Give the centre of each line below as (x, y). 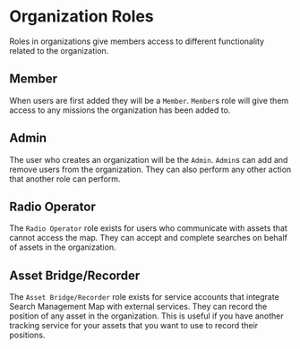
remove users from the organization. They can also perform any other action (150, 169)
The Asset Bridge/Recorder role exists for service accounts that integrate (144, 297)
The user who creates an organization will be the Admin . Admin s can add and (149, 159)
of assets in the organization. (63, 247)
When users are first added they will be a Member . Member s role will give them (149, 100)
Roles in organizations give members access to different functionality (137, 41)
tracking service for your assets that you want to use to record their (134, 326)
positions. (27, 335)
